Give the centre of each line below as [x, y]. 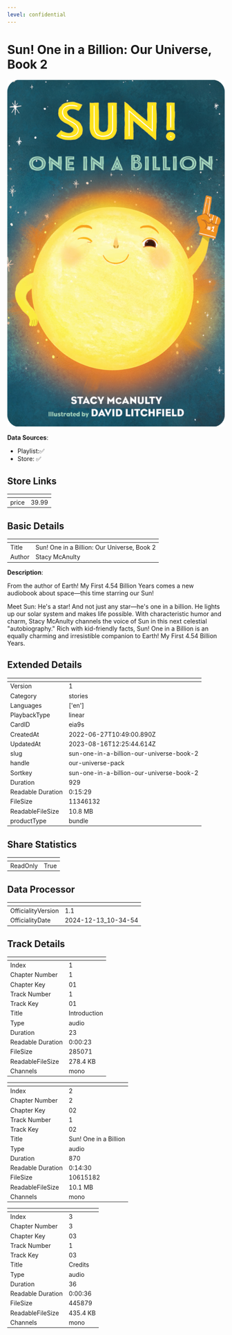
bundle [78, 821]
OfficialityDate [30, 920]
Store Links [32, 481]
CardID [20, 725]
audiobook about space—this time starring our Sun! [80, 593]
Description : [25, 572]
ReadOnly [24, 866]
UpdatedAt [26, 744]
